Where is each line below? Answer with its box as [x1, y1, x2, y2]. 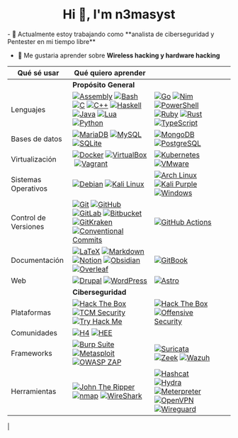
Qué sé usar [17, 67, 59, 77]
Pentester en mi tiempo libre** [7, 37, 96, 45]
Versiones [11, 221, 45, 231]
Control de [11, 213, 46, 223]
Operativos [11, 184, 48, 193]
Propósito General [72, 79, 135, 89]
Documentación [11, 255, 64, 265]
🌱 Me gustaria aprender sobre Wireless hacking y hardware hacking [17, 51, 220, 60]
